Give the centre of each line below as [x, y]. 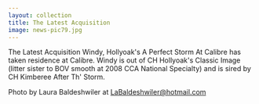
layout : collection [40, 15]
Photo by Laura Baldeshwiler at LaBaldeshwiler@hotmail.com [107, 92]
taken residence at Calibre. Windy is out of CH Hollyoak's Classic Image [124, 60]
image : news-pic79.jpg [45, 30]
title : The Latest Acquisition [59, 23]
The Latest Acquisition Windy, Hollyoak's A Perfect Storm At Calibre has [125, 52]
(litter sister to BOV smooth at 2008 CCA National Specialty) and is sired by [129, 69]
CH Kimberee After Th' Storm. [57, 77]
